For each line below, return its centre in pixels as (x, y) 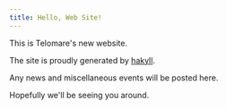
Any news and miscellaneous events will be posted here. (114, 78)
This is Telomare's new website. (69, 43)
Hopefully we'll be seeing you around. (79, 95)
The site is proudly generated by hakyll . (82, 60)
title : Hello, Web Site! (56, 17)
